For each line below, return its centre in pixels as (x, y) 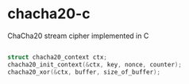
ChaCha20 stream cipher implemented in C (78, 36)
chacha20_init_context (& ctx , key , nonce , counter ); (94, 64)
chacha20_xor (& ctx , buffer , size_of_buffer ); (84, 72)
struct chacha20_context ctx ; (58, 57)
